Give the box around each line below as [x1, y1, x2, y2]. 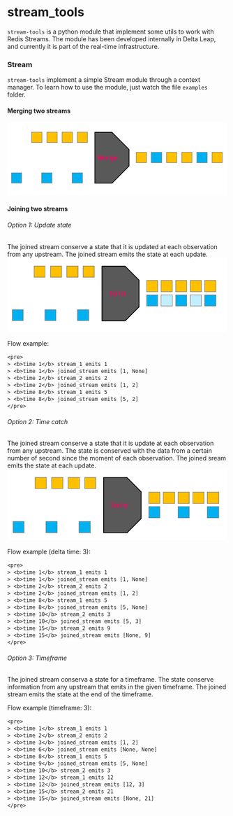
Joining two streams [7, 204, 68, 213]
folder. [7, 90, 26, 99]
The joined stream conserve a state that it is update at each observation [7, 439, 214, 448]
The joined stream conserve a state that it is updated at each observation [7, 242, 218, 251]
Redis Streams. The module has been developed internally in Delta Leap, [7, 34, 216, 43]
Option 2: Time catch [7, 417, 68, 425]
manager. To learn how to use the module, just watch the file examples [7, 83, 208, 92]
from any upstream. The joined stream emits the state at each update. [7, 250, 208, 258]
